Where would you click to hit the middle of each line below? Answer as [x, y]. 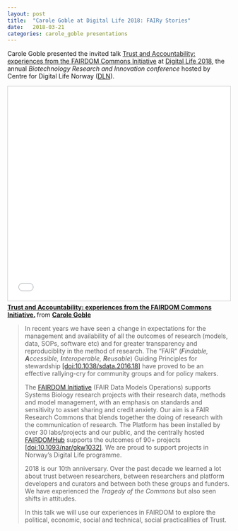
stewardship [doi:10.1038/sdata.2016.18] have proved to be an [114, 366]
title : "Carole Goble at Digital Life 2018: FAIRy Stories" [99, 21]
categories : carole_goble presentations [68, 34]
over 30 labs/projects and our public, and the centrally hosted [114, 433]
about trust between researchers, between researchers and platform [124, 476]
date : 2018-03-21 [36, 27]
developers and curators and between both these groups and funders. [127, 484]
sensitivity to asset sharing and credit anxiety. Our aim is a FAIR [117, 410]
